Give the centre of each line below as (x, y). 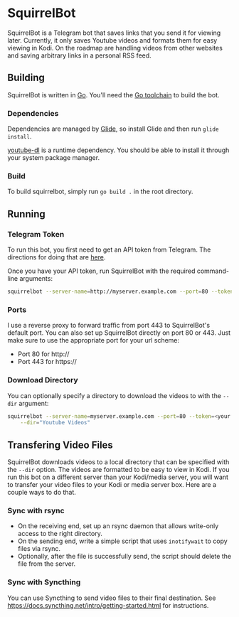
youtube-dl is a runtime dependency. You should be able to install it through (118, 150)
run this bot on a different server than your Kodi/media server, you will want (118, 477)
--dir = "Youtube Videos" (55, 423)
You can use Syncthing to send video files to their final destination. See (112, 598)
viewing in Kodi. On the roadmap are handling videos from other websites (115, 48)
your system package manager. (54, 158)
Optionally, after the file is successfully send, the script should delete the (124, 557)
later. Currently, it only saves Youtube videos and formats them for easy (112, 40)
